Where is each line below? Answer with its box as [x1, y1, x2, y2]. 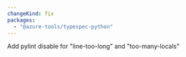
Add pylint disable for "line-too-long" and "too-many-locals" [7, 42, 180, 51]
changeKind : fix [7, 10, 54, 17]
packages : [7, 17, 36, 24]
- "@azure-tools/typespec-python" [13, 23, 113, 30]
